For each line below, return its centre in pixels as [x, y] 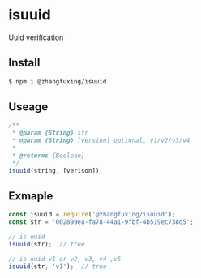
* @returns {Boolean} [48, 156]
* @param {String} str [50, 133]
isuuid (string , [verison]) [54, 171]
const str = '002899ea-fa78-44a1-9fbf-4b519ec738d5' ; [101, 222]
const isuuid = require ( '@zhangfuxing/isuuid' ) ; [92, 215]
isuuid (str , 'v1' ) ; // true [58, 266]
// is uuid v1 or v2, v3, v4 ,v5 [65, 259]
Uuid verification [36, 37]
